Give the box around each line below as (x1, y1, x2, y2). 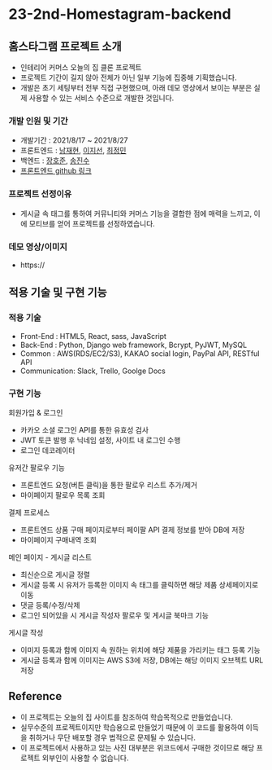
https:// (19, 260, 45, 270)
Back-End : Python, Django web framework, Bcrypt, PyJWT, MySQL (19, 340, 248, 350)
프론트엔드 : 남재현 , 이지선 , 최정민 (19, 146, 127, 156)
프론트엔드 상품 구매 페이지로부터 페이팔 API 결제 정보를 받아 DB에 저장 (19, 525, 245, 535)
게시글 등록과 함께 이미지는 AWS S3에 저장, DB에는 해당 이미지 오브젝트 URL (19, 655, 264, 665)
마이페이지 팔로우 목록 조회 (19, 490, 106, 499)
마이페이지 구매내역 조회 (19, 535, 97, 544)
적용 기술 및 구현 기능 (8, 286, 107, 300)
